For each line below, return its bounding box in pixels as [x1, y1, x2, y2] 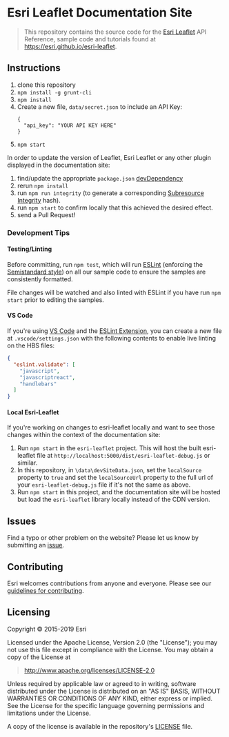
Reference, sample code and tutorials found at [23, 34, 157, 43]
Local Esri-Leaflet [7, 408, 59, 416]
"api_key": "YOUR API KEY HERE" [23, 122, 117, 129]
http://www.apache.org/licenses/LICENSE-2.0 [23, 666, 155, 674]
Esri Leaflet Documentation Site [7, 5, 193, 21]
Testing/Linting [7, 245, 52, 253]
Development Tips [7, 228, 70, 237]
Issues [7, 515, 37, 527]
